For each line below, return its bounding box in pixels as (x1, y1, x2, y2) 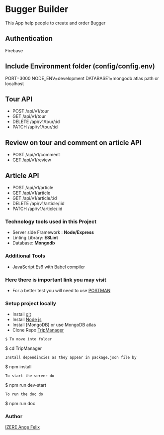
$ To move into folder (5, 337, 52, 342)
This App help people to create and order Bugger (5, 20, 106, 26)
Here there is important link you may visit (5, 276, 107, 283)
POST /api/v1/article (12, 185, 54, 190)
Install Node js (12, 317, 42, 323)
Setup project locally (5, 300, 56, 307)
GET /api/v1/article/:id (12, 195, 57, 201)
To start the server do (5, 373, 55, 379)
